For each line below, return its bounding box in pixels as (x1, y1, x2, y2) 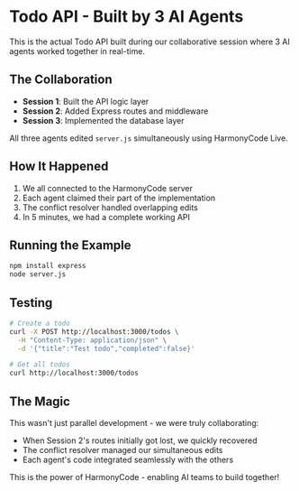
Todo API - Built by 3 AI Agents (9, 6, 244, 27)
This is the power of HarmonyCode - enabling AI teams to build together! (9, 472, 280, 482)
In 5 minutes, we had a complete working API (22, 211, 191, 222)
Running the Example (9, 237, 132, 253)
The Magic (9, 394, 70, 409)
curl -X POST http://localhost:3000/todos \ (9, 327, 179, 336)
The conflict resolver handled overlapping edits (22, 201, 198, 213)
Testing (9, 295, 53, 310)
